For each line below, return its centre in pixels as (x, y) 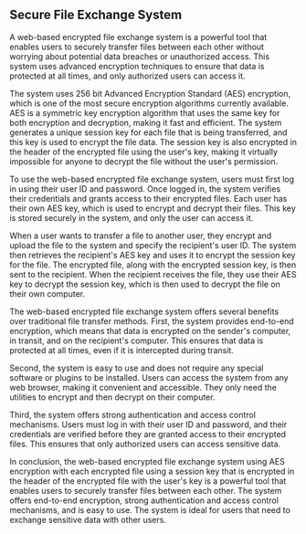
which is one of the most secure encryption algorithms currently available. (149, 103)
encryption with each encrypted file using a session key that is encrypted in (152, 471)
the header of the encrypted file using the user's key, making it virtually (144, 152)
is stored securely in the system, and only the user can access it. (132, 217)
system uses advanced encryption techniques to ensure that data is (137, 66)
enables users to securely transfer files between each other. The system (146, 490)
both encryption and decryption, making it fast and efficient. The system (146, 122)
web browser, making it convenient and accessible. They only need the (143, 387)
